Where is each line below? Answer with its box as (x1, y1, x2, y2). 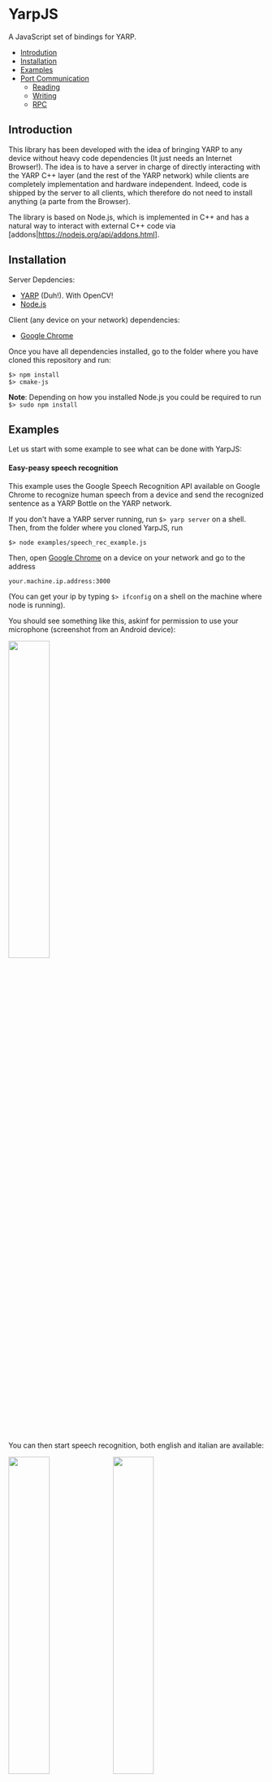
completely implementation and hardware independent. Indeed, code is (8, 179, 248, 189)
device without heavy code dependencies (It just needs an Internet (8, 153, 233, 163)
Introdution (19, 47, 58, 57)
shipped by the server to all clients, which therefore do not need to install (8, 188, 253, 198)
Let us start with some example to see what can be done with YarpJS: (8, 444, 242, 454)
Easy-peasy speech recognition (8, 463, 119, 473)
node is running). (8, 599, 66, 610)
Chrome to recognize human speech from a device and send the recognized (8, 490, 264, 499)
